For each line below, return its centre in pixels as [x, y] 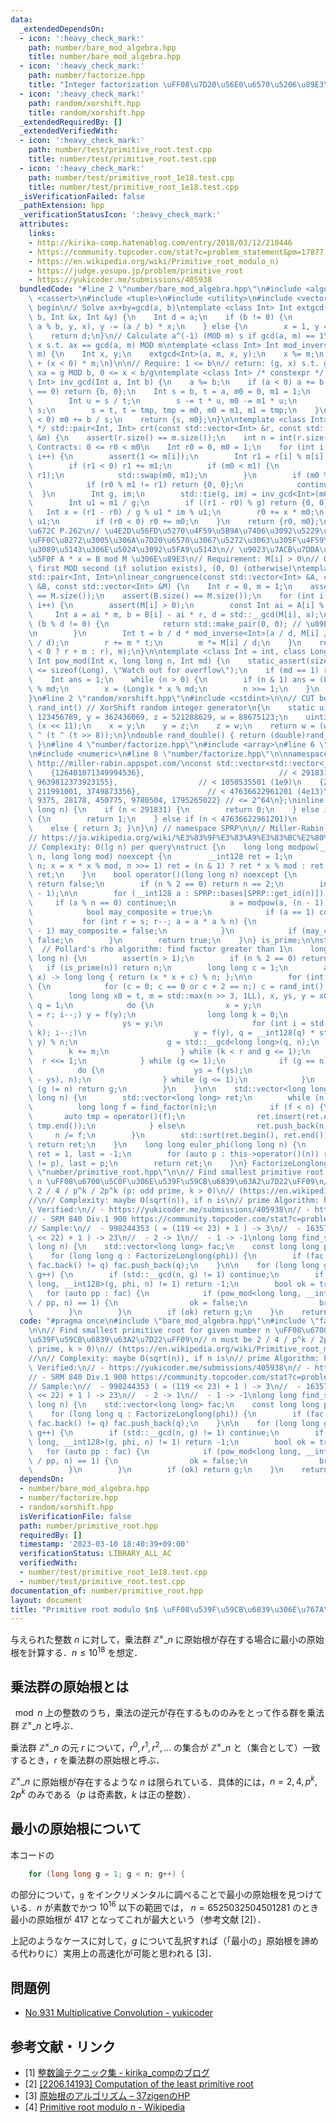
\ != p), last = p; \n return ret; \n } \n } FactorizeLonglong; [180, 1163]
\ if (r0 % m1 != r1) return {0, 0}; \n [136, 484]
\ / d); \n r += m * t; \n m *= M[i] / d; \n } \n [165, 642]
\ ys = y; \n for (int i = [167, 1024]
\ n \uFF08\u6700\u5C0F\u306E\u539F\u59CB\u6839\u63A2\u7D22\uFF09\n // [180, 1182]
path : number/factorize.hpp [86, 76]
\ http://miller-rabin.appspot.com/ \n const [120, 763]
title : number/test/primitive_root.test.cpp [122, 159]
